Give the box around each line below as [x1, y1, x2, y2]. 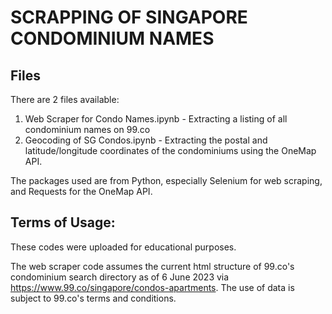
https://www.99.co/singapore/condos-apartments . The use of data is [10, 281, 295, 293]
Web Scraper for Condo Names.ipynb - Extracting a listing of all [24, 113, 288, 125]
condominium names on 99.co [24, 124, 151, 135]
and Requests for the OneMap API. [10, 186, 153, 197]
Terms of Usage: [10, 214, 116, 231]
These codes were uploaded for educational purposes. [10, 241, 237, 253]
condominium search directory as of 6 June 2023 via [10, 271, 230, 283]
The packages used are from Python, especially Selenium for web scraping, [10, 175, 323, 186]
